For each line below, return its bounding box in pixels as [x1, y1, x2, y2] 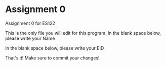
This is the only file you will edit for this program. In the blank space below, [5, 30, 161, 36]
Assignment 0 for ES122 [5, 20, 56, 26]
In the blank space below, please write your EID [5, 45, 104, 51]
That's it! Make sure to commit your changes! [5, 54, 100, 61]
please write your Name [5, 35, 55, 41]
